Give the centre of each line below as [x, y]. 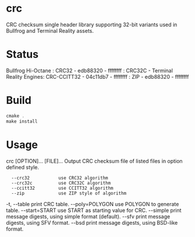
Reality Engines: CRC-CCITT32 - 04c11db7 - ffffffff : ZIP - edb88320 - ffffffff [97, 76]
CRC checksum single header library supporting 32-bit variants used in [92, 25]
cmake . [15, 116]
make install [22, 121]
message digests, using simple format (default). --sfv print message [88, 216]
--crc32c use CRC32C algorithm [61, 183]
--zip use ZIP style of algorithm [69, 193]
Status [22, 55]
